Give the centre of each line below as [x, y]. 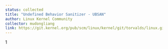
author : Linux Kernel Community [39, 19]
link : [11, 28]
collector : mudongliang [30, 24]
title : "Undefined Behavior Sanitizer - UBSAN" [56, 14]
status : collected [24, 10]
